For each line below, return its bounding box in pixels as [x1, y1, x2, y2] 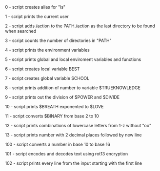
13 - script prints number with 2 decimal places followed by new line [5, 132, 142, 138]
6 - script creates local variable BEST [5, 66, 80, 72]
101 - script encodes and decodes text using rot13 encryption [5, 151, 128, 156]
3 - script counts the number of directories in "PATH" [5, 38, 112, 43]
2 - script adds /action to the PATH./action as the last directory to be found [5, 23, 155, 29]
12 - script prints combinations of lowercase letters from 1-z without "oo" [5, 123, 152, 128]
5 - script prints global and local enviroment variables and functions [5, 57, 141, 62]
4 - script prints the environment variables [5, 47, 90, 53]
